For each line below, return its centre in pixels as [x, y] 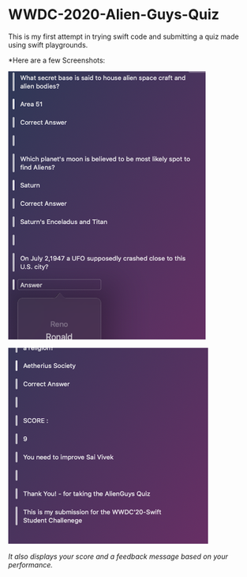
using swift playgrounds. [48, 44]
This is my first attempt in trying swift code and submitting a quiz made [123, 36]
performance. [31, 564]
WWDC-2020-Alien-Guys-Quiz [114, 15]
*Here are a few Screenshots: [57, 60]
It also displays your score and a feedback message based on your [118, 556]
